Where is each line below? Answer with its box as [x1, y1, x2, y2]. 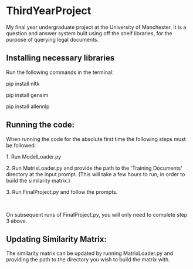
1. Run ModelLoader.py [6, 153, 62, 160]
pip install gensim [6, 91, 49, 98]
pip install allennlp [6, 103, 50, 110]
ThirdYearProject [6, 4, 92, 18]
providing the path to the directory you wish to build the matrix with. [6, 256, 170, 263]
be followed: [6, 142, 36, 149]
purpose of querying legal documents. [6, 36, 99, 43]
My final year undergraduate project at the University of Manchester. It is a [6, 23, 187, 31]
